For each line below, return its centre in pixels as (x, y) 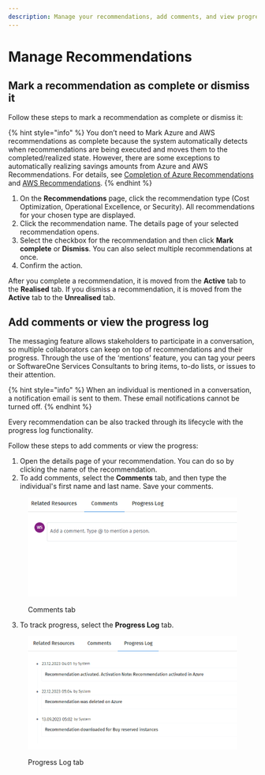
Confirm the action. (51, 265)
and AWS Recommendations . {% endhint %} (80, 182)
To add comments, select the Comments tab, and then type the (123, 478)
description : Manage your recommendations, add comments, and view (121, 17)
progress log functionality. (50, 431)
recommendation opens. (60, 231)
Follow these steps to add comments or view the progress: (103, 446)
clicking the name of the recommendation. (88, 469)
